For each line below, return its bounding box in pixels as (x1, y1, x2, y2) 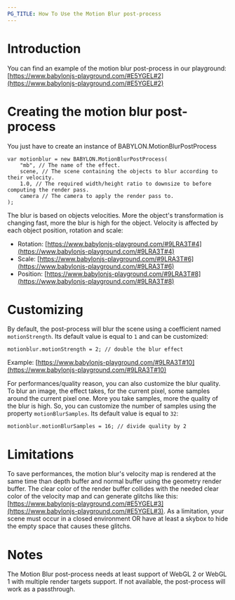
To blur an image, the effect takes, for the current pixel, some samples (7, 387, 210, 395)
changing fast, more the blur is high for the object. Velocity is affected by (7, 218, 219, 227)
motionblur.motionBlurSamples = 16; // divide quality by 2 (7, 423, 187, 430)
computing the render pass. (7, 186, 90, 194)
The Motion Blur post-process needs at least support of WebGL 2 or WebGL (7, 570, 227, 578)
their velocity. (7, 174, 55, 181)
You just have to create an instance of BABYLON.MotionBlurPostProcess (7, 142, 217, 150)
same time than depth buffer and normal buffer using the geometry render (7, 477, 222, 486)
